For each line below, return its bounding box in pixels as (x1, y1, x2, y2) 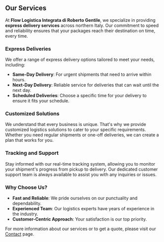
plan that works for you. (5, 137, 54, 143)
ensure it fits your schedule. (12, 98, 70, 104)
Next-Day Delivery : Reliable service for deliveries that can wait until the (12, 82, 160, 88)
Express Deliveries (5, 45, 51, 52)
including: (5, 62, 26, 68)
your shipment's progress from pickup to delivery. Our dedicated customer (5, 166, 158, 172)
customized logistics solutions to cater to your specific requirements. (5, 126, 146, 133)
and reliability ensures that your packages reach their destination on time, (5, 27, 156, 34)
